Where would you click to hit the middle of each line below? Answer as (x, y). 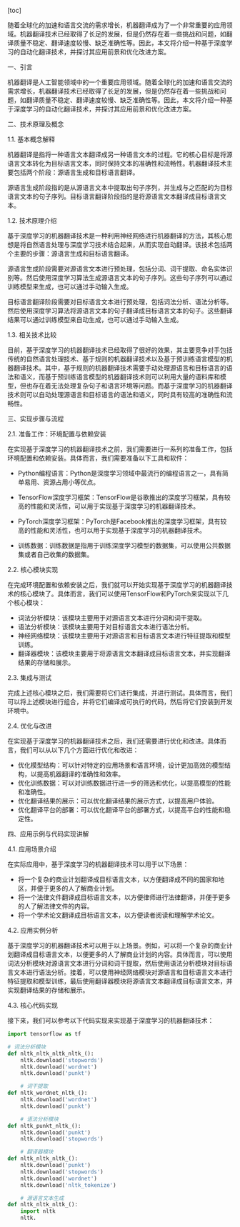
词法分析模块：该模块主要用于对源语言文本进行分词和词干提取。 (111, 618)
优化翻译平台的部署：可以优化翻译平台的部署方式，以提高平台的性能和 (121, 810)
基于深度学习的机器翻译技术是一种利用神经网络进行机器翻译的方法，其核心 (117, 236)
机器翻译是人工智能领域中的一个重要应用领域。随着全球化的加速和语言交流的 (120, 82)
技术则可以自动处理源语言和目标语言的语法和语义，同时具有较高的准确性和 (117, 395)
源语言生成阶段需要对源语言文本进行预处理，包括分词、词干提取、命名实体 (117, 269)
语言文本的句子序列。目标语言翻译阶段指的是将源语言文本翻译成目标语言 (114, 196)
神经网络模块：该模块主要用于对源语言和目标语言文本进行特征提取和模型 (124, 636)
